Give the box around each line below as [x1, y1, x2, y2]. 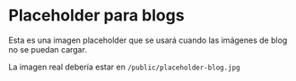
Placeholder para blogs [8, 5, 185, 26]
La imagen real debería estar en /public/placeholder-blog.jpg [8, 61, 240, 72]
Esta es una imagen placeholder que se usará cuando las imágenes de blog [8, 35, 288, 45]
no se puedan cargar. [8, 44, 87, 54]
